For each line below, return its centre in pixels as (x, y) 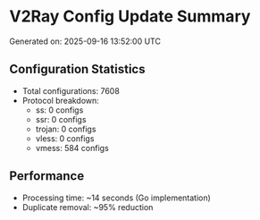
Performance (47, 176)
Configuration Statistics (77, 69)
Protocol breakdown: (61, 100)
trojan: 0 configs (66, 129)
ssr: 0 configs (61, 119)
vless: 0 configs (65, 138)
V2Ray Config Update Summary (130, 17)
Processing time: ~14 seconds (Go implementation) (117, 198)
